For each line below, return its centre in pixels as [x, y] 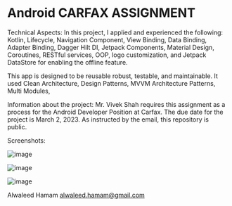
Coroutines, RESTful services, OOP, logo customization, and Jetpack [107, 55]
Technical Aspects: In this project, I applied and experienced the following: [115, 32]
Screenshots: [26, 140]
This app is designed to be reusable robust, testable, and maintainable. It [112, 76]
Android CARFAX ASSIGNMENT [101, 13]
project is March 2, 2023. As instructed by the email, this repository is [108, 119]
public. [17, 127]
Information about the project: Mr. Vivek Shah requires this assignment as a [116, 104]
